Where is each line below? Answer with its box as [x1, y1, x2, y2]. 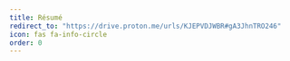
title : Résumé [9, 13, 63, 22]
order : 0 [9, 38, 43, 48]
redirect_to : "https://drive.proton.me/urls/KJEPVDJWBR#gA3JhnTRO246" [9, 22, 282, 30]
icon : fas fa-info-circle [9, 30, 107, 39]
